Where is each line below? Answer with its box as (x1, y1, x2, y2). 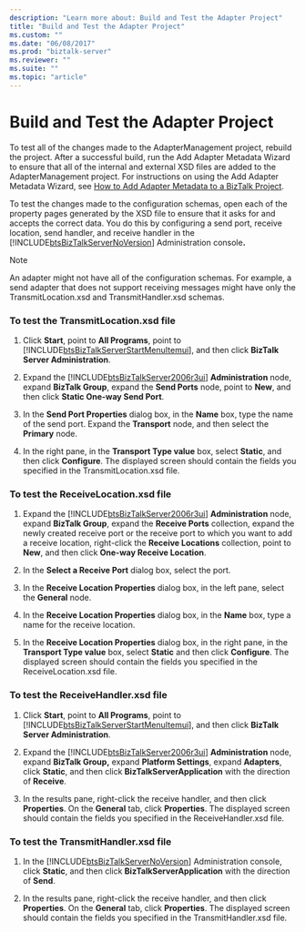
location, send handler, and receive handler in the (9, 227, 196, 238)
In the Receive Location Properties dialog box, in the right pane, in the (22, 637, 289, 648)
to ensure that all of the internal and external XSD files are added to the (9, 161, 276, 172)
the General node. (22, 593, 92, 603)
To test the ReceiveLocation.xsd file (9, 488, 172, 501)
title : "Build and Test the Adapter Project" (9, 22, 185, 31)
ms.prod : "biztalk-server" (9, 47, 112, 56)
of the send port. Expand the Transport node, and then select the (22, 418, 269, 429)
